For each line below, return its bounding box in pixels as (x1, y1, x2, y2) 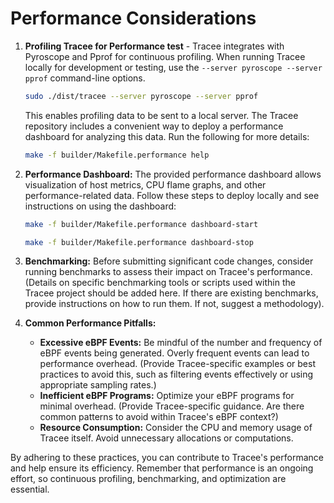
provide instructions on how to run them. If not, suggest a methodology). (24, 298, 325, 310)
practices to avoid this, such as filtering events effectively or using (39, 368, 314, 381)
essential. (10, 483, 50, 496)
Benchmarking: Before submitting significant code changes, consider (24, 255, 314, 267)
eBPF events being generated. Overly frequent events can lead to (39, 347, 310, 359)
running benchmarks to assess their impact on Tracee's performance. (24, 266, 313, 278)
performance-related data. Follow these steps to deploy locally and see (24, 189, 320, 201)
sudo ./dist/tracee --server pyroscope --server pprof (24, 91, 259, 101)
